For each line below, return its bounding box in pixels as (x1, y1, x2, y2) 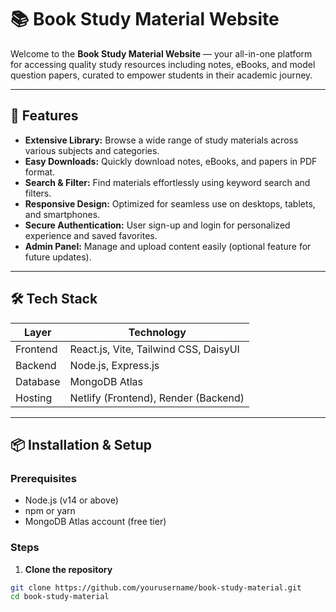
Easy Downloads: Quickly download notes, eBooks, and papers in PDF (24, 155, 318, 167)
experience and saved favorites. (24, 229, 158, 241)
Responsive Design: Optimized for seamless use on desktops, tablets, (24, 197, 316, 210)
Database (15, 374, 61, 388)
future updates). (24, 251, 92, 263)
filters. (24, 187, 52, 199)
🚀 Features (10, 107, 79, 125)
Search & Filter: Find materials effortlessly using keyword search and (24, 176, 311, 188)
